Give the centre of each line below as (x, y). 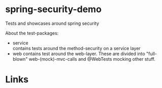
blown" (20, 59)
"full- (152, 54)
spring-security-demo (53, 9)
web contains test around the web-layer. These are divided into (79, 54)
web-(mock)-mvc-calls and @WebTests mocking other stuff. (92, 59)
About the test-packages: (32, 33)
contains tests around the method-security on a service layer (76, 48)
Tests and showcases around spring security (52, 23)
